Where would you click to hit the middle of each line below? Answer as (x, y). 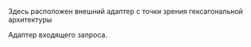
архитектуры (30, 20)
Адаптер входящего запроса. (58, 35)
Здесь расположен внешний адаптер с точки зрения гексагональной (126, 11)
